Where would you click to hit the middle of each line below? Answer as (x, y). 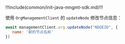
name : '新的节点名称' (33, 32)
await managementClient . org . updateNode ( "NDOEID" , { (61, 27)
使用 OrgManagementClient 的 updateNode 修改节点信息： (64, 18)
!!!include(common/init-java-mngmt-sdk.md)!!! (54, 7)
